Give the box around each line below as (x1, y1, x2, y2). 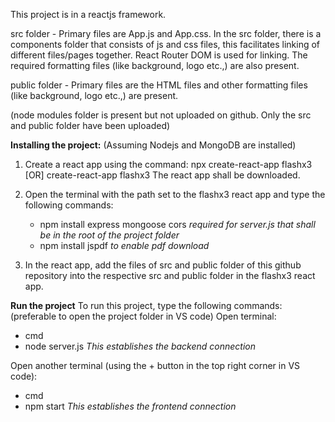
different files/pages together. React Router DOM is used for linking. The (10, 49, 308, 61)
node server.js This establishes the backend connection (24, 340, 257, 352)
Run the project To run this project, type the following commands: (10, 300, 283, 311)
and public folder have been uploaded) (10, 120, 171, 131)
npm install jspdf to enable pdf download (39, 240, 210, 251)
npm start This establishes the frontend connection (24, 400, 237, 412)
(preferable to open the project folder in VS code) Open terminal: (10, 310, 277, 322)
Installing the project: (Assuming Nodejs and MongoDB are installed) (10, 139, 297, 151)
